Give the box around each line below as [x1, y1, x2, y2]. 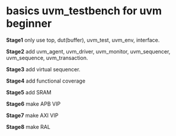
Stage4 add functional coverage [6, 77, 86, 84]
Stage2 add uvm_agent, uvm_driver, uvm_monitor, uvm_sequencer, [6, 48, 171, 55]
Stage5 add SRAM [6, 88, 52, 96]
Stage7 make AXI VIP [6, 112, 59, 119]
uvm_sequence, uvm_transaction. [6, 54, 88, 61]
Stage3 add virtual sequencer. [6, 65, 81, 72]
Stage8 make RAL [6, 123, 50, 130]
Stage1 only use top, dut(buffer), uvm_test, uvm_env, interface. [6, 36, 160, 43]
